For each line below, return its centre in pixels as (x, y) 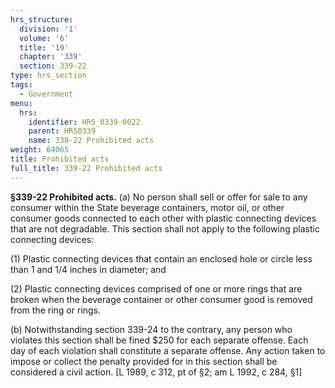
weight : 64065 (40, 150)
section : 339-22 (53, 66)
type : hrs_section (48, 76)
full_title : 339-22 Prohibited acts (86, 168)
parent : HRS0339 (62, 131)
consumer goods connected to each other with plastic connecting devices (163, 218)
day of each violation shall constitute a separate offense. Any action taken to (168, 350)
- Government (46, 94)
